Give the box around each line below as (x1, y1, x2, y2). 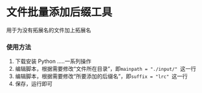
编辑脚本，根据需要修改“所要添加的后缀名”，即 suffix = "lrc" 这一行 (15, 73, 188, 80)
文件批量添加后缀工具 (6, 5, 113, 19)
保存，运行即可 (15, 80, 53, 88)
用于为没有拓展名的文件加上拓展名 (6, 26, 91, 34)
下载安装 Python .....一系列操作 (15, 58, 92, 65)
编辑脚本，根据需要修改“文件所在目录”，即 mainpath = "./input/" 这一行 (15, 65, 197, 73)
